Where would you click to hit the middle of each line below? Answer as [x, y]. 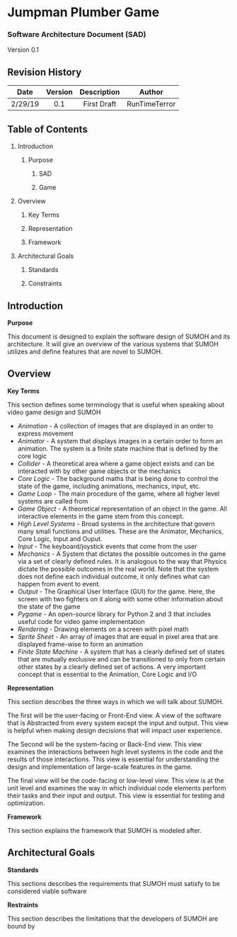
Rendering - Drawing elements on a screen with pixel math [103, 629]
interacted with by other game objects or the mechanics [99, 471]
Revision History [45, 72]
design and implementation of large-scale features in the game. [100, 766]
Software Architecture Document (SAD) [77, 35]
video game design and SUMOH [54, 412]
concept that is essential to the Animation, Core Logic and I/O [107, 674]
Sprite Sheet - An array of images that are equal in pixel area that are [118, 636]
